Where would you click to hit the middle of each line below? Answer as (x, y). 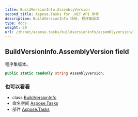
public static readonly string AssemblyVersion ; (55, 73)
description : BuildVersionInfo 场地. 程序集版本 (53, 18)
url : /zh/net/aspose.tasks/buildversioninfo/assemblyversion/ (69, 32)
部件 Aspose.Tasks (31, 109)
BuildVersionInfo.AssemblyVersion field (67, 52)
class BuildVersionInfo (34, 97)
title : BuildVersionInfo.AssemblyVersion (47, 9)
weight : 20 (16, 28)
